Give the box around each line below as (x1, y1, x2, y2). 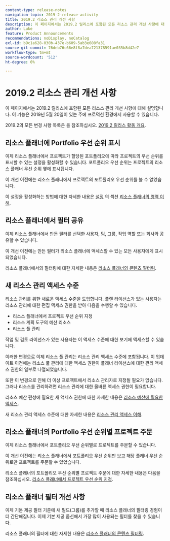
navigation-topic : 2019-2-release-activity (5, 12, 99, 17)
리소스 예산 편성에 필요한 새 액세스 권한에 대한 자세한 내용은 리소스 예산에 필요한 (5, 394, 163, 400)
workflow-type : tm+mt (5, 50, 51, 55)
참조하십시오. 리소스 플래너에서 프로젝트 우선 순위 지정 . (5, 476, 113, 483)
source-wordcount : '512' (5, 54, 58, 60)
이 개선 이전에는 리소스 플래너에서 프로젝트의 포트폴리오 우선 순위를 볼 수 (5, 176, 148, 182)
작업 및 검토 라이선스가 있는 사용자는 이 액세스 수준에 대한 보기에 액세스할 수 (5, 336, 155, 342)
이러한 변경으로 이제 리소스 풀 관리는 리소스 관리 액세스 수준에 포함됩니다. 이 (5, 354, 155, 360)
